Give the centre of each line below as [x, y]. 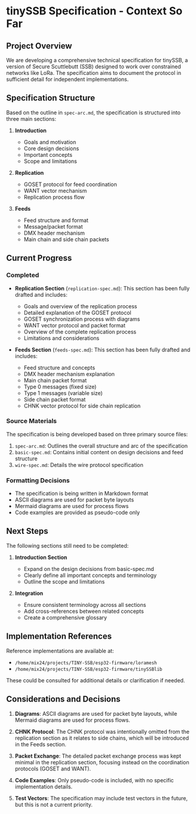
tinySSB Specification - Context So [94, 11]
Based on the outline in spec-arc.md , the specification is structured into [94, 113]
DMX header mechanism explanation [69, 374]
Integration [29, 593]
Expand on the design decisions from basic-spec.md [89, 569]
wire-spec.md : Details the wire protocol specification [79, 464]
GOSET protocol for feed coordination [71, 184]
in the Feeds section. [41, 744]
